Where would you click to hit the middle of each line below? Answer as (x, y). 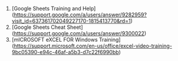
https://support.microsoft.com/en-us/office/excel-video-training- (93, 46)
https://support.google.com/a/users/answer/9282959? (80, 15)
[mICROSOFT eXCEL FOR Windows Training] (66, 40)
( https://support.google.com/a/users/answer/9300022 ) (79, 33)
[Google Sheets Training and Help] (54, 9)
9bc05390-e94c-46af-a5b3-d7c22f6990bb (65, 52)
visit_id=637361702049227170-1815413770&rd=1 (71, 21)
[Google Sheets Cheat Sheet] (47, 27)
